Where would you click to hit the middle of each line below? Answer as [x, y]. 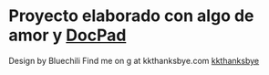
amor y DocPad [67, 35]
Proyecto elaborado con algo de [131, 16]
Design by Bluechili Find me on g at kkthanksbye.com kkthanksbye [134, 60]
